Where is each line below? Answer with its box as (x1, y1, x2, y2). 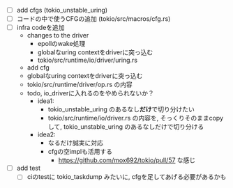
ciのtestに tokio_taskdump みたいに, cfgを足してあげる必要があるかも (27, 173, 227, 181)
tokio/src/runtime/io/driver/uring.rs (37, 56, 137, 65)
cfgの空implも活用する (47, 148, 113, 156)
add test (16, 164, 41, 173)
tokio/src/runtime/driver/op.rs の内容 (27, 80, 133, 89)
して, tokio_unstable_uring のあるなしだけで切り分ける (47, 123, 204, 131)
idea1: (37, 97, 54, 105)
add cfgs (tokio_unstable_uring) (16, 6, 108, 14)
